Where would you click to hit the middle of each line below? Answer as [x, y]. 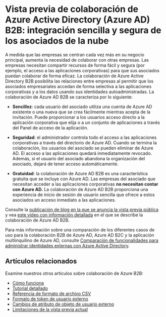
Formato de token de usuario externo [50, 299]
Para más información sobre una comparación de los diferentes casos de [80, 229]
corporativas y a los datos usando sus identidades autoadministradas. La [80, 92]
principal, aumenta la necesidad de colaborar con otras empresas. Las [77, 60]
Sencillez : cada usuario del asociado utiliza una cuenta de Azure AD [82, 106]
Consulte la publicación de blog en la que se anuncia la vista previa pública [82, 210]
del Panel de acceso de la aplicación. [50, 127]
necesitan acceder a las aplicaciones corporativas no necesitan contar [85, 184]
